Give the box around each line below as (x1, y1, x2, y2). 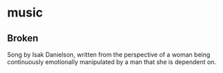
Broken (7, 32, 39, 44)
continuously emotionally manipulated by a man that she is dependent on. (7, 58, 217, 66)
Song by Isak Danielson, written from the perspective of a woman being (7, 50, 211, 59)
